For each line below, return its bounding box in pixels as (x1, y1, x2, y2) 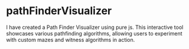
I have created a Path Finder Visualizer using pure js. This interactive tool (6, 24, 184, 31)
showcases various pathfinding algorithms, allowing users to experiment (6, 30, 183, 37)
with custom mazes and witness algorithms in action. (6, 36, 135, 43)
